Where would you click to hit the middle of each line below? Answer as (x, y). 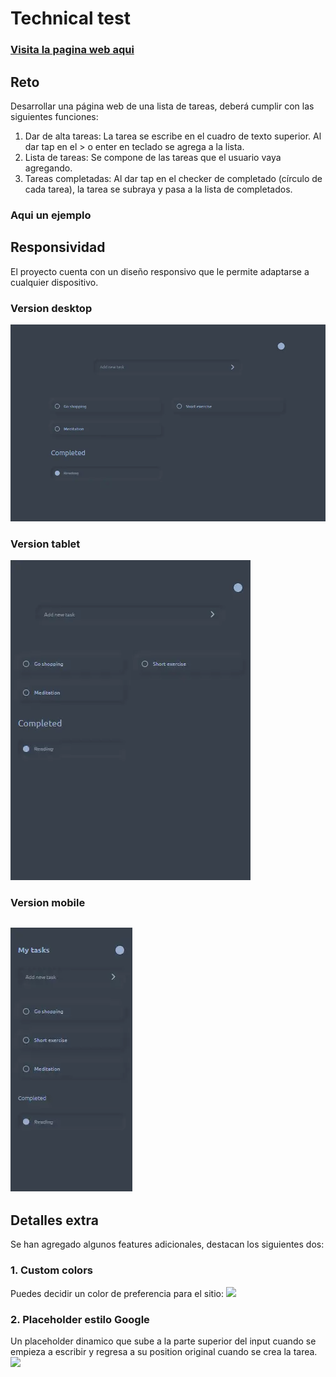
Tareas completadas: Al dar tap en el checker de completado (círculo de (173, 178)
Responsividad (58, 247)
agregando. (48, 168)
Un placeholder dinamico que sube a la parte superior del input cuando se (163, 1341)
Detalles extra (55, 1220)
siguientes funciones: (54, 116)
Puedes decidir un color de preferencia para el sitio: (117, 1293)
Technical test (70, 18)
